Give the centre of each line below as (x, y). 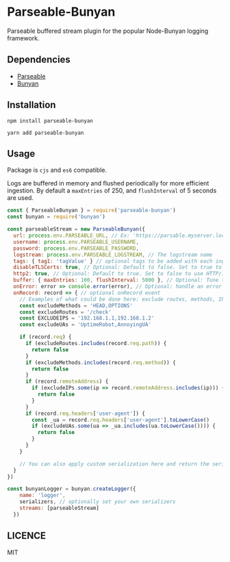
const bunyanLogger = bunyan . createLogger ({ (72, 489)
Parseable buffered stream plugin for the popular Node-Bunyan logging (108, 31)
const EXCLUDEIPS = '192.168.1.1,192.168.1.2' (87, 318)
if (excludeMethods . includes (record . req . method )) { (100, 362)
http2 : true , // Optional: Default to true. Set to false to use (108, 274)
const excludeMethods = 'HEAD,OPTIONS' (76, 305)
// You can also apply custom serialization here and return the (115, 464)
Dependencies (39, 60)
